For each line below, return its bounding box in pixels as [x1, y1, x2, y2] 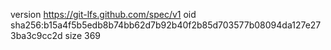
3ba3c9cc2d [10, 30, 63, 41]
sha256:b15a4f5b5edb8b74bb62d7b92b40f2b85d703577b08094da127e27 [10, 19, 322, 31]
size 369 [64, 30, 102, 41]
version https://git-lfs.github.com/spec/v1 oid [10, 9, 197, 20]
